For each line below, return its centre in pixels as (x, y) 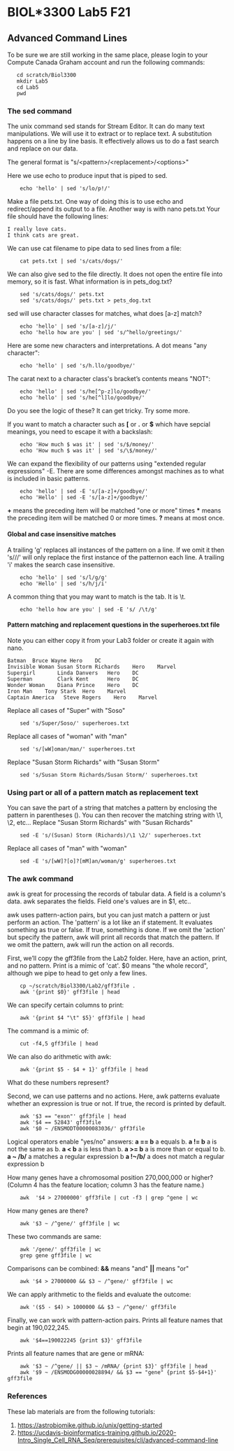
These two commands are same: (54, 1237)
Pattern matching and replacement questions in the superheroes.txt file (114, 625)
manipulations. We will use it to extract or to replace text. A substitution (110, 134)
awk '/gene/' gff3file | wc (60, 1250)
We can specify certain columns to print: (66, 1005)
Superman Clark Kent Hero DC (73, 679)
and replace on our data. (43, 148)
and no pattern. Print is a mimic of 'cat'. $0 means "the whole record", (108, 966)
